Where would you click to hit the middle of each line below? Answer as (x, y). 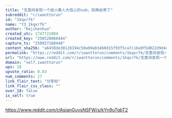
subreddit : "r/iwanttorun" (34, 15)
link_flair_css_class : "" (33, 86)
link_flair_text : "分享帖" (33, 81)
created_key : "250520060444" (36, 39)
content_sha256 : (23, 48)
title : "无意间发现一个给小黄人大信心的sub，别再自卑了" (59, 10)
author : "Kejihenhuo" (28, 29)
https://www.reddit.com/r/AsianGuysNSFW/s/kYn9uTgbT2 (67, 110)
